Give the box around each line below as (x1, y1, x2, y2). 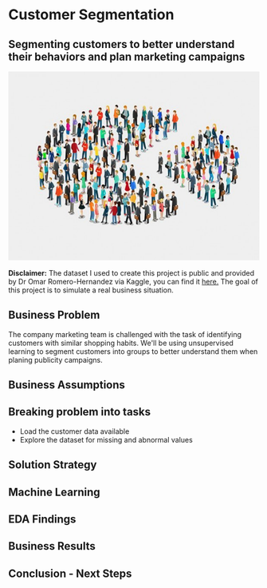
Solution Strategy (8, 458, 97, 472)
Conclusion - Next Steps (8, 566, 132, 580)
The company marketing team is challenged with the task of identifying (8, 329, 241, 339)
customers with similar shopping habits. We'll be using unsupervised (8, 338, 234, 348)
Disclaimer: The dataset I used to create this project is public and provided (8, 268, 255, 277)
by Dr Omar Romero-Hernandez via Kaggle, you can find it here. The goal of (8, 276, 259, 286)
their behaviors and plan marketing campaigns (8, 50, 245, 63)
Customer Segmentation (8, 6, 175, 24)
